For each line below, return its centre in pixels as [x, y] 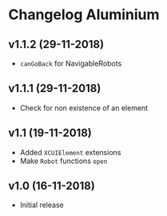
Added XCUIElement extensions [70, 152]
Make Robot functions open [64, 161]
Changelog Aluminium [84, 15]
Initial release [42, 205]
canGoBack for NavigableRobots [71, 63]
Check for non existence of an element [84, 108]
